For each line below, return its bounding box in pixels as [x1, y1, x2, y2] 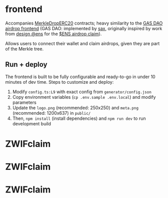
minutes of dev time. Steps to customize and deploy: [5, 79, 114, 85]
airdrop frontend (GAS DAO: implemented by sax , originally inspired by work [5, 25, 162, 31]
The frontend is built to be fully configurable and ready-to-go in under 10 [5, 74, 155, 80]
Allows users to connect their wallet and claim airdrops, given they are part [5, 40, 160, 46]
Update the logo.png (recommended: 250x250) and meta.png [12, 104, 139, 111]
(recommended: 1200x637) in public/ [12, 110, 91, 116]
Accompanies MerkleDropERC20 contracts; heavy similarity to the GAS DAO [5, 20, 163, 26]
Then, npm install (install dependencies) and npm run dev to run [12, 115, 146, 121]
